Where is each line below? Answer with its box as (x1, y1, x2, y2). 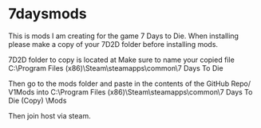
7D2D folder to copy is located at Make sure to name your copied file (8, 55, 235, 64)
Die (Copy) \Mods (8, 95, 67, 105)
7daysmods (8, 5, 87, 23)
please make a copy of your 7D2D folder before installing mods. (8, 39, 218, 48)
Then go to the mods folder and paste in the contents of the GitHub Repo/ (8, 79, 251, 88)
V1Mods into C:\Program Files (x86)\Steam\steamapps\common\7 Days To (8, 87, 253, 96)
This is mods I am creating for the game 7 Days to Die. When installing (8, 31, 239, 41)
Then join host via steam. (8, 111, 91, 120)
